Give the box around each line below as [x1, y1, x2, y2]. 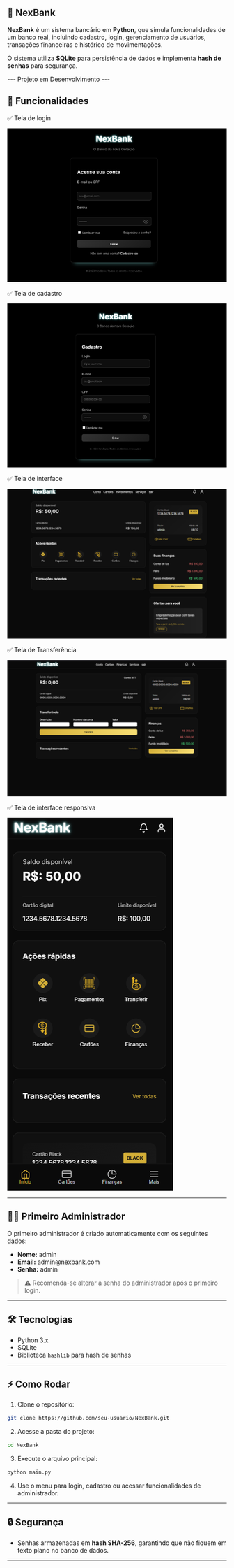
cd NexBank [7, 1441, 39, 1449]
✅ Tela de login [7, 113, 51, 122]
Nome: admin [17, 1250, 57, 1258]
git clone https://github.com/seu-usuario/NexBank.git [7, 1415, 170, 1422]
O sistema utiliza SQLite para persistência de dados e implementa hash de [7, 54, 221, 62]
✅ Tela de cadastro [7, 289, 63, 298]
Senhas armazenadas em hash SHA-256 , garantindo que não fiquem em [17, 1539, 227, 1547]
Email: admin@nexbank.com [17, 1258, 100, 1266]
